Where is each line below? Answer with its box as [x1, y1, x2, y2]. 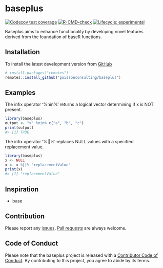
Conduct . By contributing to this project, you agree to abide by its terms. [5, 257, 150, 263]
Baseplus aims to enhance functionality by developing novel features [5, 28, 144, 34]
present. [5, 107, 22, 112]
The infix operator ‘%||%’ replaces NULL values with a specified [5, 138, 134, 144]
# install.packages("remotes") [5, 70, 69, 75]
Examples [5, 89, 36, 97]
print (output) [5, 125, 34, 130]
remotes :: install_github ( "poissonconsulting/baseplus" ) [5, 75, 121, 80]
